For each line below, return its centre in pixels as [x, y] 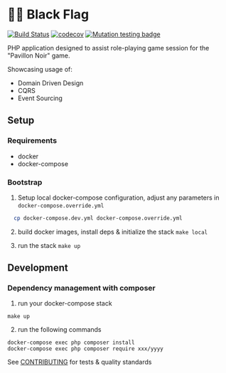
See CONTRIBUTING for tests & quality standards [80, 362]
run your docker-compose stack [65, 303]
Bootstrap [25, 182]
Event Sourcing [40, 98]
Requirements [32, 141]
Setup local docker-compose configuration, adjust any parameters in [118, 198]
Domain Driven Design [50, 83]
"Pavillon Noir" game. [39, 55]
